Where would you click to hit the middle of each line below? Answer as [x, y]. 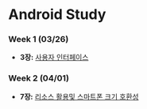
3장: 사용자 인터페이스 [54, 58]
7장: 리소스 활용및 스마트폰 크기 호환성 [79, 96]
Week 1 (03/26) [39, 39]
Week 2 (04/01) [39, 78]
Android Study [57, 15]
